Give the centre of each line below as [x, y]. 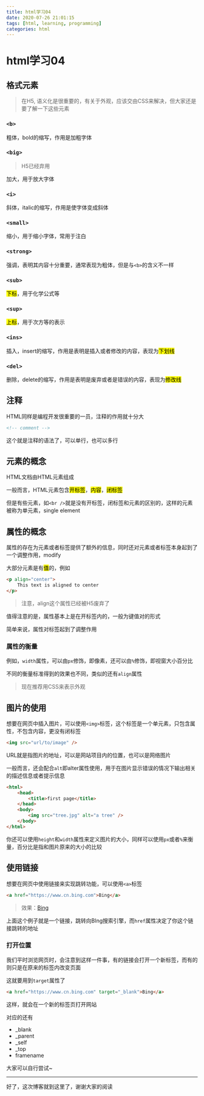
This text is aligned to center [58, 585]
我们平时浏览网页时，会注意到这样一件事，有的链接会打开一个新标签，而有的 [102, 960]
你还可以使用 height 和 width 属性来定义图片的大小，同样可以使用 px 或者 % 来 [97, 839]
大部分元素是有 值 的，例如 [38, 568]
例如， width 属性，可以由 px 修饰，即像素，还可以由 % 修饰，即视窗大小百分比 [100, 661]
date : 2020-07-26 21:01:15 [40, 18]
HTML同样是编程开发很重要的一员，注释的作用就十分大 [75, 416]
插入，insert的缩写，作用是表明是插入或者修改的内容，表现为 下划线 [90, 351]
